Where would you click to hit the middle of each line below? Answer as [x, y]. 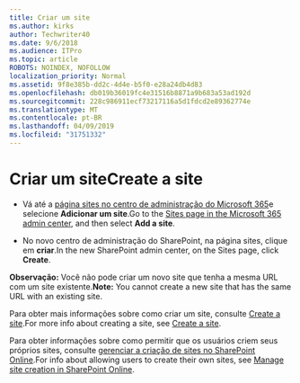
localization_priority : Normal [68, 76]
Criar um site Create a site [106, 179]
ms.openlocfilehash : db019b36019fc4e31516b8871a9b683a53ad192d [130, 93]
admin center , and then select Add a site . [98, 223]
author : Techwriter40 [50, 34]
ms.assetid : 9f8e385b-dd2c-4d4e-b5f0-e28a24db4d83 [106, 85]
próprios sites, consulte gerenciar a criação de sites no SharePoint [132, 350]
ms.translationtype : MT [54, 110]
